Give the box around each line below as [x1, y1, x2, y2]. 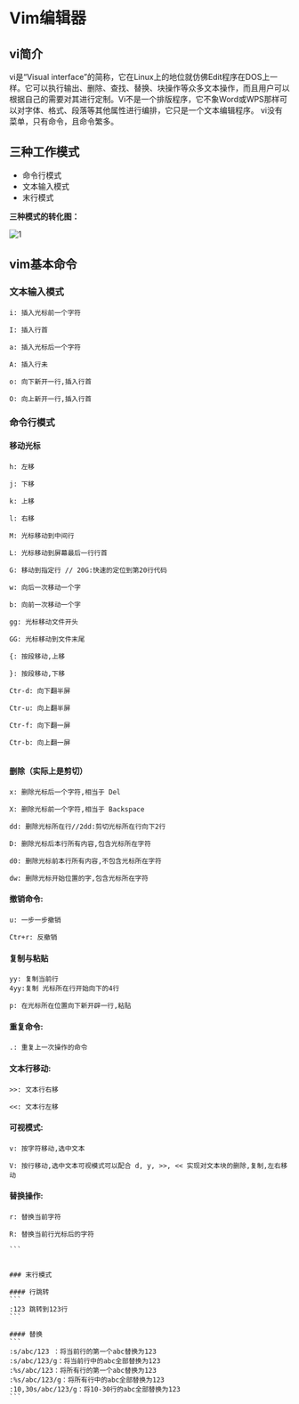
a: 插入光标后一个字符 [9, 343, 82, 351]
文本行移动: [9, 1063, 52, 1074]
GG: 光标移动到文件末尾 [9, 634, 85, 643]
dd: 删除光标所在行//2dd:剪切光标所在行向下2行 [9, 822, 166, 831]
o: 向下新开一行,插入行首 [9, 377, 92, 386]
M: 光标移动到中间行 [9, 531, 75, 540]
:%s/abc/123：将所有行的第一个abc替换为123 [9, 1367, 158, 1376]
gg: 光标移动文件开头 [9, 617, 78, 626]
